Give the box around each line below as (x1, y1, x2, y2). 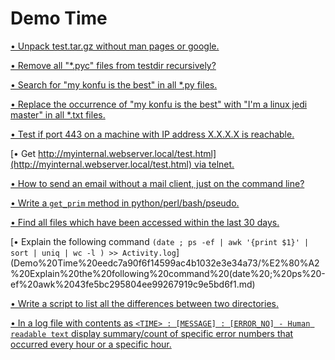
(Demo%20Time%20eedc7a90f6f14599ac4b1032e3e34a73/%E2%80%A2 (10, 257, 320, 269)
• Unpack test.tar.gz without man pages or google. (10, 40, 220, 52)
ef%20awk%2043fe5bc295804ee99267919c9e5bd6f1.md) (10, 278, 256, 290)
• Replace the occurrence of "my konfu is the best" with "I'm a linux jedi (10, 98, 308, 110)
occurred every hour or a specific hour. (10, 338, 172, 350)
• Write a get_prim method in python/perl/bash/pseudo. (10, 197, 240, 209)
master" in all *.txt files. (10, 108, 106, 121)
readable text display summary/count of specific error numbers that (10, 327, 294, 339)
